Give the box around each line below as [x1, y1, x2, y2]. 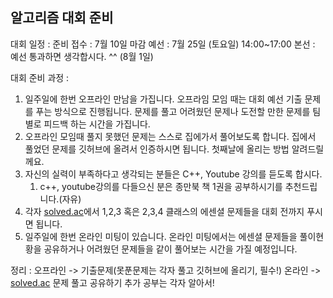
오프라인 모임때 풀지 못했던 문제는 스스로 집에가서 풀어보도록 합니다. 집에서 [24, 130, 317, 142]
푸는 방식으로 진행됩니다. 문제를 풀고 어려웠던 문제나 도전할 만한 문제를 [35, 105, 311, 117]
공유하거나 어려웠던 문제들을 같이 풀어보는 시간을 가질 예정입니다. [43, 243, 298, 255]
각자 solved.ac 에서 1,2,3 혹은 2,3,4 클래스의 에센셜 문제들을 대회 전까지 [24, 205, 305, 217]
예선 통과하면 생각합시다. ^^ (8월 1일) [10, 50, 154, 62]
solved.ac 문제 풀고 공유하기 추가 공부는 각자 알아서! [10, 276, 215, 288]
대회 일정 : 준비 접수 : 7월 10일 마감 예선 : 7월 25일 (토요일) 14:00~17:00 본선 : [10, 38, 316, 50]
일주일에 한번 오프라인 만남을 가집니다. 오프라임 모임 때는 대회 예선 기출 [24, 93, 303, 105]
